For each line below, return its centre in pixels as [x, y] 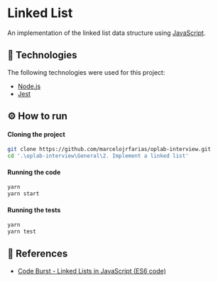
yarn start [23, 194]
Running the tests [34, 210]
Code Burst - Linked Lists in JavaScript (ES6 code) [92, 271]
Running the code [34, 172]
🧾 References [38, 254]
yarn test [22, 232]
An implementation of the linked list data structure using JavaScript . [107, 33]
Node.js [29, 86]
